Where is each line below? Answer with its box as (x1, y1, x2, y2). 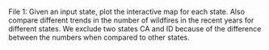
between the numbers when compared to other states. (8, 32, 190, 42)
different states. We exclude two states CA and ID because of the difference (8, 24, 262, 33)
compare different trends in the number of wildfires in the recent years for (8, 15, 254, 25)
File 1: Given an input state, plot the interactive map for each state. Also (8, 7, 245, 16)
